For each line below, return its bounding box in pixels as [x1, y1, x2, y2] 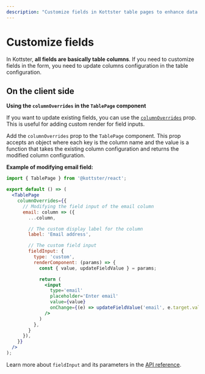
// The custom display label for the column [28, 226, 143, 232]
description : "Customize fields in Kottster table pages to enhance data [6, 9, 198, 15]
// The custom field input [28, 242, 97, 249]
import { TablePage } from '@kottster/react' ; [6, 175, 127, 182]
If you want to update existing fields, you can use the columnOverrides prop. [6, 114, 196, 121]
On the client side [6, 86, 74, 96]
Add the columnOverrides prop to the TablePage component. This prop [6, 132, 181, 140]
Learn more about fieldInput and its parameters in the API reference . [6, 361, 182, 368]
